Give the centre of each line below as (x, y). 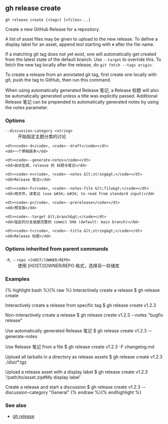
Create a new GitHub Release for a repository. (53, 29)
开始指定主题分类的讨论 (42, 137)
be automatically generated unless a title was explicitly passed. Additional (81, 96)
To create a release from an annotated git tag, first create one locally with (81, 74)
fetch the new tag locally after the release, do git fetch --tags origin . (79, 64)
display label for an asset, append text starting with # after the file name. (80, 44)
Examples (18, 279)
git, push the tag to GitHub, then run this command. (58, 79)
